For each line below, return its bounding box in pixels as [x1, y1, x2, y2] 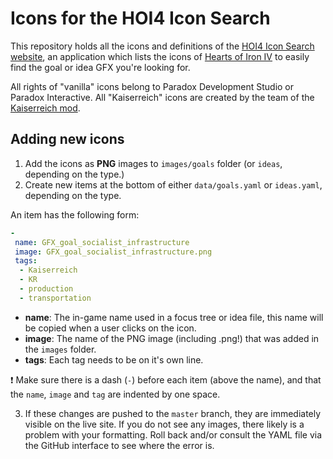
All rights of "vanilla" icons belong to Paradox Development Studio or [10, 80, 295, 92]
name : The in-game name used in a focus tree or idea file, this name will [24, 311, 324, 323]
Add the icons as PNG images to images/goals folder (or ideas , [24, 157, 283, 169]
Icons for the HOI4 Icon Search [10, 7, 271, 30]
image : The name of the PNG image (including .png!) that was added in [24, 332, 320, 344]
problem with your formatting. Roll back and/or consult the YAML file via [24, 428, 323, 441]
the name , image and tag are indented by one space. [10, 388, 221, 400]
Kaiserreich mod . [10, 102, 81, 114]
